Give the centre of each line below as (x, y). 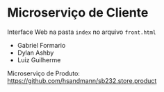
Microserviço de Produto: (43, 73)
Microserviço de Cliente (78, 13)
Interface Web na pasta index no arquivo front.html (82, 32)
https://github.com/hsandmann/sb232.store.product (82, 80)
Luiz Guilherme (39, 59)
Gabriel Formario (41, 45)
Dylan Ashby (35, 53)
